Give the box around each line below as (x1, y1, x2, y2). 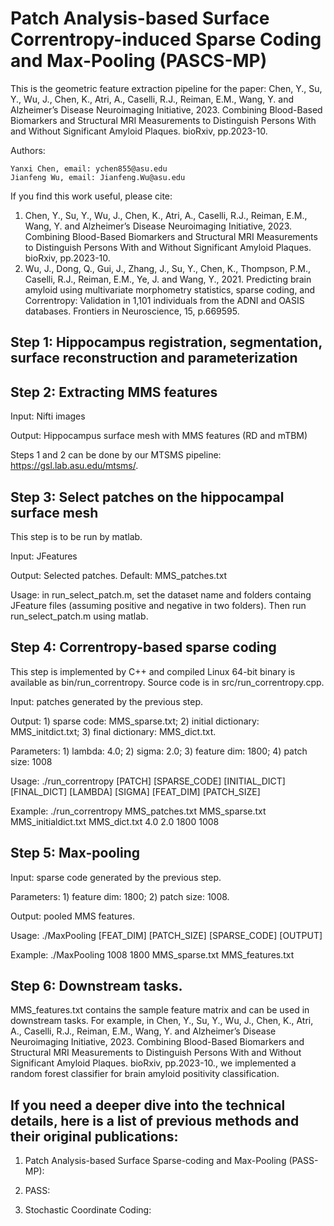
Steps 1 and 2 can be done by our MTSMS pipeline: (10, 449, 222, 461)
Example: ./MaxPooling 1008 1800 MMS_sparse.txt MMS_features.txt (10, 948, 295, 961)
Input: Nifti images (10, 410, 86, 422)
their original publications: (10, 1128, 179, 1145)
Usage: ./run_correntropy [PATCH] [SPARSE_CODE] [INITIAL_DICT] (10, 775, 286, 787)
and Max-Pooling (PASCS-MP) (10, 50, 268, 72)
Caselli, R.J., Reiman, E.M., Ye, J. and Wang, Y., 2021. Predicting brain (24, 273, 312, 285)
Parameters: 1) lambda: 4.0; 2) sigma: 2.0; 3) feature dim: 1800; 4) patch (10, 745, 308, 757)
